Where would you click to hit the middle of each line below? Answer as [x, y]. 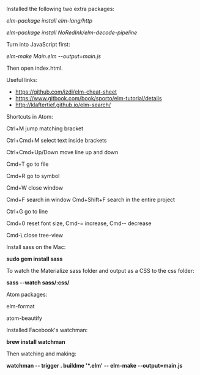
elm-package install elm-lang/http [50, 20]
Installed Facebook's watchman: [47, 330]
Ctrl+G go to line [27, 211]
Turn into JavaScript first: [38, 44]
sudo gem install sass [35, 259]
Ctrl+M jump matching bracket [45, 128]
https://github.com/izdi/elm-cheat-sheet [66, 92]
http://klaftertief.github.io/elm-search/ [63, 105]
